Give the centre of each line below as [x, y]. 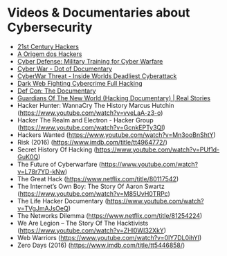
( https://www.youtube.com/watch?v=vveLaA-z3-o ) [90, 113]
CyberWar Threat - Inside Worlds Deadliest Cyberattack [97, 76]
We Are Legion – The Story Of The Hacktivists [83, 223]
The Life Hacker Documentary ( [62, 201]
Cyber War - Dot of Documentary [65, 68]
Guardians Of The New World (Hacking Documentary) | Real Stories [114, 98]
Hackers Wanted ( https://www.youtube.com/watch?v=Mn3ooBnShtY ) [116, 135]
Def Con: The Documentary [56, 91]
